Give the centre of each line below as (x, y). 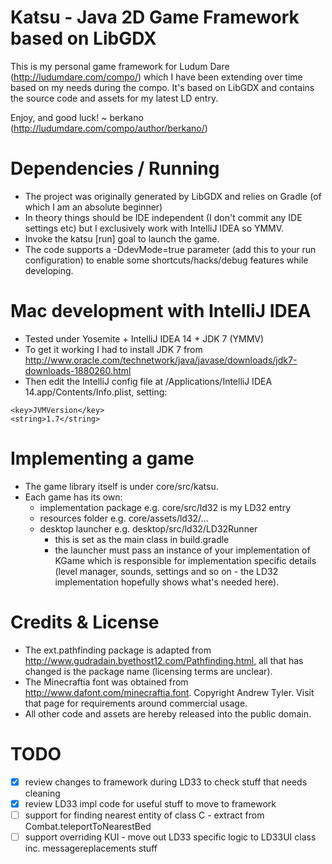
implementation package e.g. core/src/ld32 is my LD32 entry (165, 507)
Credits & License (85, 622)
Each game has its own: (73, 497)
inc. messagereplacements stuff (91, 848)
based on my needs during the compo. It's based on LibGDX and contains (162, 87)
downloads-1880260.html (78, 370)
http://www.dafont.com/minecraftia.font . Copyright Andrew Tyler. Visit (169, 692)
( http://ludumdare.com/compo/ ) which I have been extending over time (156, 77)
